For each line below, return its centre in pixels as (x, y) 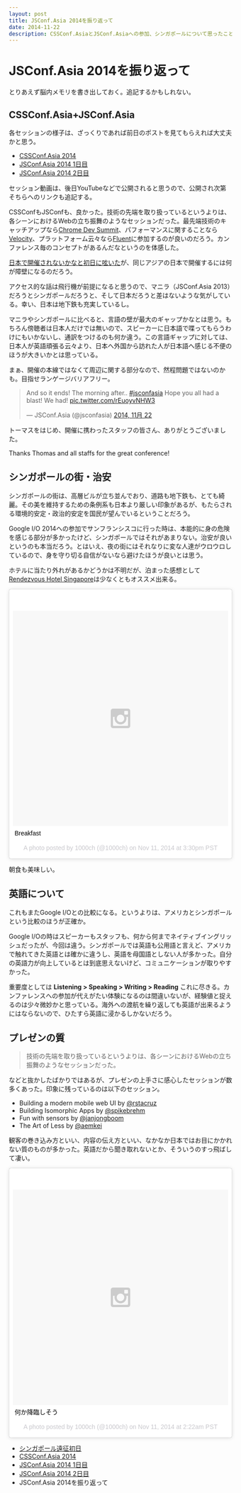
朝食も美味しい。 (34, 869)
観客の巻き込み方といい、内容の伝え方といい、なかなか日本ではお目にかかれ (120, 1140)
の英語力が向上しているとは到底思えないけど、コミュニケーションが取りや (117, 962)
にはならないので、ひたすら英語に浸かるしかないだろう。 (92, 1013)
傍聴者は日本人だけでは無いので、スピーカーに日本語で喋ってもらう (127, 328)
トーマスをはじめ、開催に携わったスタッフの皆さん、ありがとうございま (114, 430)
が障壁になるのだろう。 (43, 271)
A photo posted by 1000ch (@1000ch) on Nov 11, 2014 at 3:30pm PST (120, 848)
